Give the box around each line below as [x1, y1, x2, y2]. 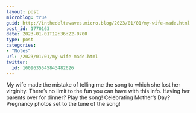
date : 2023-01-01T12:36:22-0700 [6, 31, 87, 37]
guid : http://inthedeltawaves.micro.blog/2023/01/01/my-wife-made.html [6, 20, 190, 26]
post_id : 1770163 [6, 25, 50, 32]
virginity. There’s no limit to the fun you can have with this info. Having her [6, 88, 191, 95]
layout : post [6, 8, 39, 15]
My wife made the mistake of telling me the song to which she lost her [6, 81, 181, 88]
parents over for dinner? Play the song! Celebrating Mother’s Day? [6, 94, 171, 101]
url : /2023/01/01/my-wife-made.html [6, 53, 98, 60]
